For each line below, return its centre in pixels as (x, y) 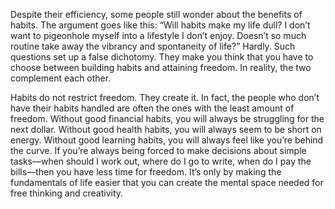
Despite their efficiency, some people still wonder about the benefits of (156, 14)
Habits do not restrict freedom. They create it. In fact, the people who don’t (165, 97)
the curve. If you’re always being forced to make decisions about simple (158, 150)
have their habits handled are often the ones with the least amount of (152, 108)
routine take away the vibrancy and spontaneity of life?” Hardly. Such (153, 46)
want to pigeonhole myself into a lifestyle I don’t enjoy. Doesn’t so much (158, 35)
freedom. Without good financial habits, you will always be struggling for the (167, 118)
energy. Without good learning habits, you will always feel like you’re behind (167, 140)
